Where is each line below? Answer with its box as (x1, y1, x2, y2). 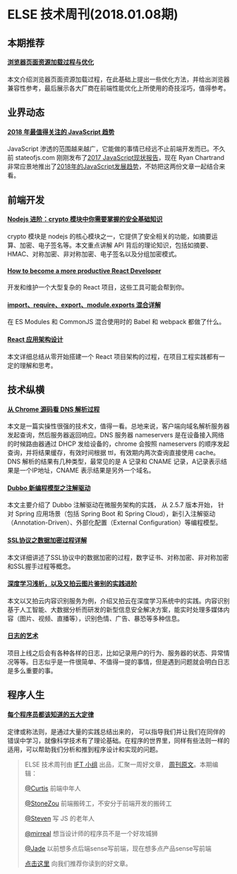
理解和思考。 (19, 361, 57, 369)
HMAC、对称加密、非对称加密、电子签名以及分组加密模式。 (7, 249, 181, 258)
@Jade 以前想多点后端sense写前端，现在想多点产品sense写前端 (24, 844, 212, 853)
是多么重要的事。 (7, 666, 57, 674)
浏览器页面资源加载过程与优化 (7, 58, 94, 67)
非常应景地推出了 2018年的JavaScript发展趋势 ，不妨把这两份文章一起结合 (7, 162, 219, 171)
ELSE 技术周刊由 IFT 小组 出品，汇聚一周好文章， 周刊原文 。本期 (24, 760, 213, 769)
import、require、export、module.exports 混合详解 (7, 300, 161, 309)
